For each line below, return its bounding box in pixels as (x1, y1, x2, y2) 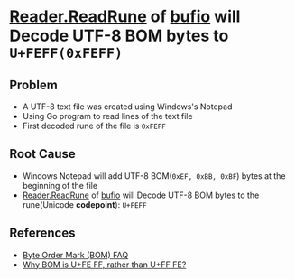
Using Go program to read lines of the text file (22, 111, 193, 121)
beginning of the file (22, 180, 97, 191)
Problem (9, 77, 59, 92)
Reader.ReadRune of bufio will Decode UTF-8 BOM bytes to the (22, 190, 260, 200)
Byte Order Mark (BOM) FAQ (22, 249, 129, 260)
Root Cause (9, 146, 77, 162)
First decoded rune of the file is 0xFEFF (22, 120, 167, 131)
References (9, 226, 76, 241)
